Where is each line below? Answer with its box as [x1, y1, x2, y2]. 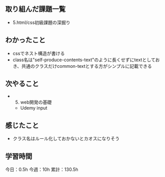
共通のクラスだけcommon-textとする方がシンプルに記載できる [21, 63, 152, 69]
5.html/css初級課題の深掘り [12, 19, 71, 26]
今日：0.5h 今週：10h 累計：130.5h [5, 166, 78, 172]
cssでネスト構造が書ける [12, 50, 65, 56]
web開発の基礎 [20, 99, 52, 106]
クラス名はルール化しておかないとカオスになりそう [12, 136, 120, 142]
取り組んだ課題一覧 [5, 5, 66, 14]
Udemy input [20, 105, 47, 111]
